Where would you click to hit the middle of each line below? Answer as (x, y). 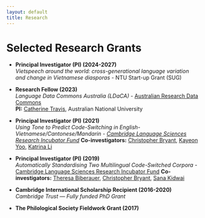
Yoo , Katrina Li (34, 147)
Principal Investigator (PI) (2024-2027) (66, 65)
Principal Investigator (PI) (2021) (57, 121)
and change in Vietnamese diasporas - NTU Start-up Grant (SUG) (98, 78)
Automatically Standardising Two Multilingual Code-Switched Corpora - (106, 165)
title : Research (27, 18)
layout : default (27, 12)
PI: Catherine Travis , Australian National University (79, 109)
